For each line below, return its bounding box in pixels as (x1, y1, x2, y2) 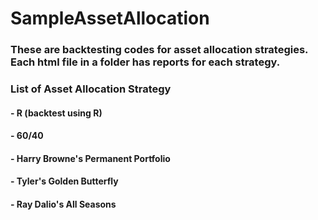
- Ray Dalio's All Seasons (10, 198, 117, 210)
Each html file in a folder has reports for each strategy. (10, 55, 281, 69)
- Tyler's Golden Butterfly (10, 175, 119, 187)
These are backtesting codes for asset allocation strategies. (10, 43, 309, 57)
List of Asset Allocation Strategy (10, 82, 172, 96)
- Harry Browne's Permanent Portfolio (10, 152, 171, 164)
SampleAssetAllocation (10, 7, 210, 30)
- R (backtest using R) (10, 107, 103, 119)
